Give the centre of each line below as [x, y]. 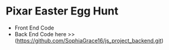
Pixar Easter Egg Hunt [62, 11]
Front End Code [34, 28]
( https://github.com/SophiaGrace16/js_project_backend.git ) [89, 40]
